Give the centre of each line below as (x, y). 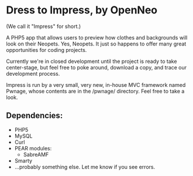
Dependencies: (35, 116)
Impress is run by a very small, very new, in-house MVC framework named (96, 85)
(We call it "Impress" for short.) (44, 26)
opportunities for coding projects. (46, 50)
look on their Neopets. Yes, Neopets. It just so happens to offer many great (96, 44)
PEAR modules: (33, 148)
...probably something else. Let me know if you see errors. (85, 167)
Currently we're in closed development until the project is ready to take (92, 61)
